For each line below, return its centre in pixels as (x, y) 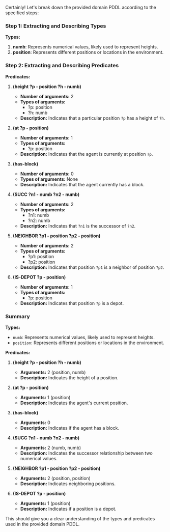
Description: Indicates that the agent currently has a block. (82, 184)
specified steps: (22, 13)
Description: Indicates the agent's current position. (74, 403)
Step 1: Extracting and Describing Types (56, 26)
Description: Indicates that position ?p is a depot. (72, 303)
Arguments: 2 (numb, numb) (51, 447)
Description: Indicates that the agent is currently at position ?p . (87, 154)
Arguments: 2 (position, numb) (53, 372)
